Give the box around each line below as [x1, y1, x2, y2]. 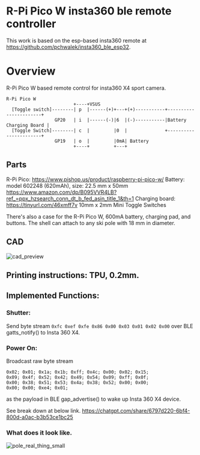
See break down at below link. [6, 407, 81, 414]
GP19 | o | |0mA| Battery [54, 138, 149, 144]
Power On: [6, 344, 38, 352]
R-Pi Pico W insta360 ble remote [6, 4, 172, 18]
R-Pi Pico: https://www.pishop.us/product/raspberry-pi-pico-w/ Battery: [6, 176, 185, 183]
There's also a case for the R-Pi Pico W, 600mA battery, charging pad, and [6, 212, 191, 220]
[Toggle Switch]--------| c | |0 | [11, 128, 128, 134]
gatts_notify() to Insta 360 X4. [6, 329, 80, 336]
